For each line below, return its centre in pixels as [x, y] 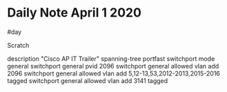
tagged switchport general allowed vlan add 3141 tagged [88, 80]
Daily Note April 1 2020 [74, 13]
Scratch [18, 45]
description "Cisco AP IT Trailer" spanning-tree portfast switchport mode [111, 58]
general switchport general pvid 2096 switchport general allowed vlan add [113, 66]
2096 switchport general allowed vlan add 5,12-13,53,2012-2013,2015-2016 [114, 73]
